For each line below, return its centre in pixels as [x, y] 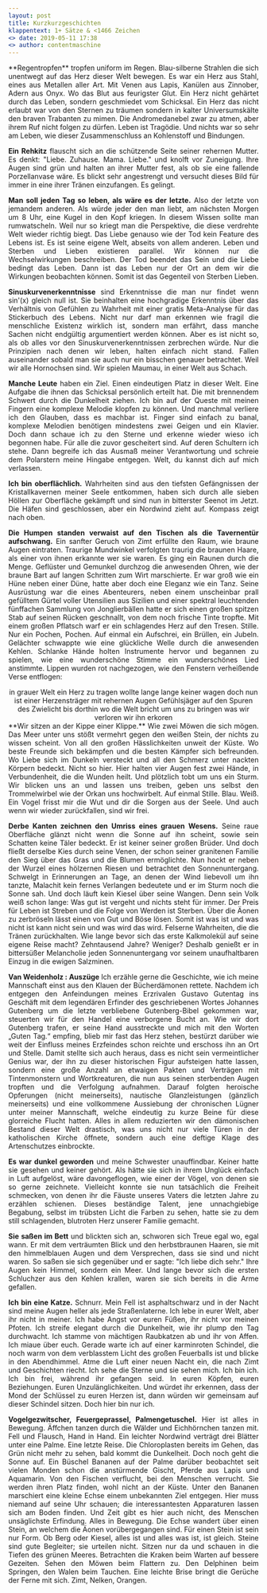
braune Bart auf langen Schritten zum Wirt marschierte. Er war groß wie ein [133, 575]
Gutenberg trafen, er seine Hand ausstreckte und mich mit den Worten [133, 1027]
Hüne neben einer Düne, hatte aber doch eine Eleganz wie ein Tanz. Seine [133, 584]
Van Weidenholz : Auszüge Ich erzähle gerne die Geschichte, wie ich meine [133, 977]
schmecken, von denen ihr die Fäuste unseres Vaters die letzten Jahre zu [133, 1196]
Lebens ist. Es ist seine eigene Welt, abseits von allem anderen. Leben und [133, 243]
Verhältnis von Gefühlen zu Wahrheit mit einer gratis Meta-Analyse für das [133, 309]
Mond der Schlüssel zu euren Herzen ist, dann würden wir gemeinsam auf [133, 1395]
